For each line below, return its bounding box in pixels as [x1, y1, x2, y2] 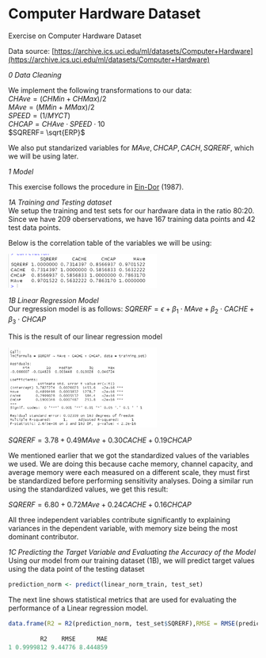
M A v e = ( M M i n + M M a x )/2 [8, 102, 95, 112]
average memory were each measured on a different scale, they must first [8, 467, 250, 476]
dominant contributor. [8, 532, 79, 541]
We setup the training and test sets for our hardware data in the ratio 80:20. [8, 205, 255, 215]
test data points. [8, 223, 61, 232]
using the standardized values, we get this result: [8, 484, 169, 494]
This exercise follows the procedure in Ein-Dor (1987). [8, 182, 184, 191]
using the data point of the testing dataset [8, 564, 145, 573]
